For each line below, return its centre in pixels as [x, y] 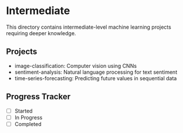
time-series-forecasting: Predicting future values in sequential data [96, 78]
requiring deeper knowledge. [41, 33]
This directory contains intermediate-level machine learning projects [89, 27]
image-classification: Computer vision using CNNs [75, 66]
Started [23, 111]
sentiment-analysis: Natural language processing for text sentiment [96, 72]
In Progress [28, 117]
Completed [28, 124]
